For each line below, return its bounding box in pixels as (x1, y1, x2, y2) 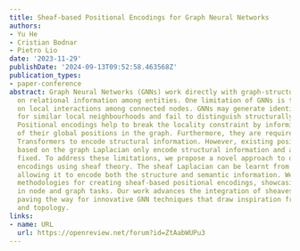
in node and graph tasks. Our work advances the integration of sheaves (17, 187, 294, 196)
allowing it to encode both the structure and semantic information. (17, 170, 281, 179)
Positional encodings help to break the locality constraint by (17, 121, 262, 130)
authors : (9, 21, 42, 30)
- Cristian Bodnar (9, 37, 78, 47)
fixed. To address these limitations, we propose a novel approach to (17, 153, 286, 163)
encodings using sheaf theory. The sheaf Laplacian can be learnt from (17, 162, 290, 171)
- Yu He (9, 29, 38, 38)
